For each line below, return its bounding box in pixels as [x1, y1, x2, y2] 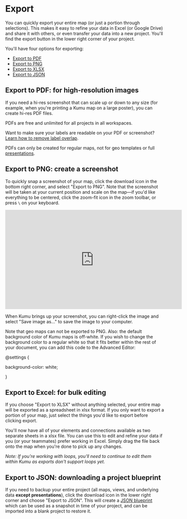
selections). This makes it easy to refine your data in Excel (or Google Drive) [5, 25, 163, 31]
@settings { [5, 354, 29, 360]
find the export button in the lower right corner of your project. [5, 36, 135, 42]
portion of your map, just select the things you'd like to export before [5, 412, 148, 419]
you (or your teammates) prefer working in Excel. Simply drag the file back [5, 438, 160, 444]
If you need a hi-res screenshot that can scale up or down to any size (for [5, 99, 158, 105]
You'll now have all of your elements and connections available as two [5, 427, 151, 434]
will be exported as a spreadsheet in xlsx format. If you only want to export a [5, 407, 164, 413]
